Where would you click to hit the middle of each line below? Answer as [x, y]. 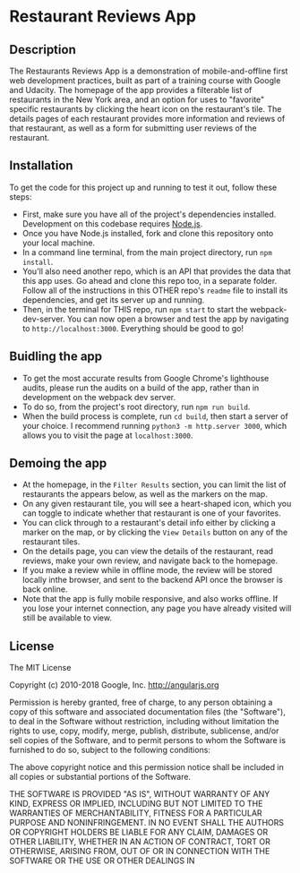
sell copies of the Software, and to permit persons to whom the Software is [148, 740]
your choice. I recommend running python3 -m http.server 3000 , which [154, 425]
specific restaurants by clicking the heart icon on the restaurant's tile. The [146, 109]
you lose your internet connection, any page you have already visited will [157, 608]
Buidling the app [56, 357]
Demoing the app [58, 463]
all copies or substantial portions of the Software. [100, 777]
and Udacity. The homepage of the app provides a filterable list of [131, 90]
